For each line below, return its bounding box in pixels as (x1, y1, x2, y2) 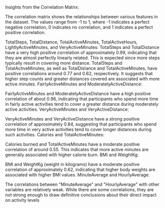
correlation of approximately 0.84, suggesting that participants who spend (5, 121, 157, 127)
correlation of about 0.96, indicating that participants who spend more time (5, 96, 159, 102)
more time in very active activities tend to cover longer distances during (5, 126, 152, 132)
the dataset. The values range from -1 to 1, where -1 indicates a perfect (5, 19, 150, 25)
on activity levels (5, 197, 40, 203)
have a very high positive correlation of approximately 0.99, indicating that (5, 49, 157, 55)
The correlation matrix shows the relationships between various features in (5, 14, 158, 19)
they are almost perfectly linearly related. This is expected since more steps (5, 55, 160, 61)
